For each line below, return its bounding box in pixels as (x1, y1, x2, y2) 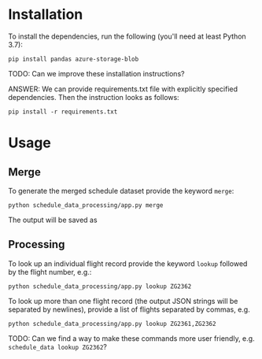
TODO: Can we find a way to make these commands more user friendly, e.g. (8, 333, 255, 343)
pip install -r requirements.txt (8, 108, 118, 116)
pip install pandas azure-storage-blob (8, 55, 139, 63)
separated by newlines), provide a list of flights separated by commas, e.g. (8, 305, 250, 314)
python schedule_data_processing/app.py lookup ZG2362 (8, 282, 192, 291)
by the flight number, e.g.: (8, 267, 92, 276)
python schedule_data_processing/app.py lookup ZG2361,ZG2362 (8, 320, 216, 328)
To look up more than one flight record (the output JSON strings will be (8, 296, 238, 305)
